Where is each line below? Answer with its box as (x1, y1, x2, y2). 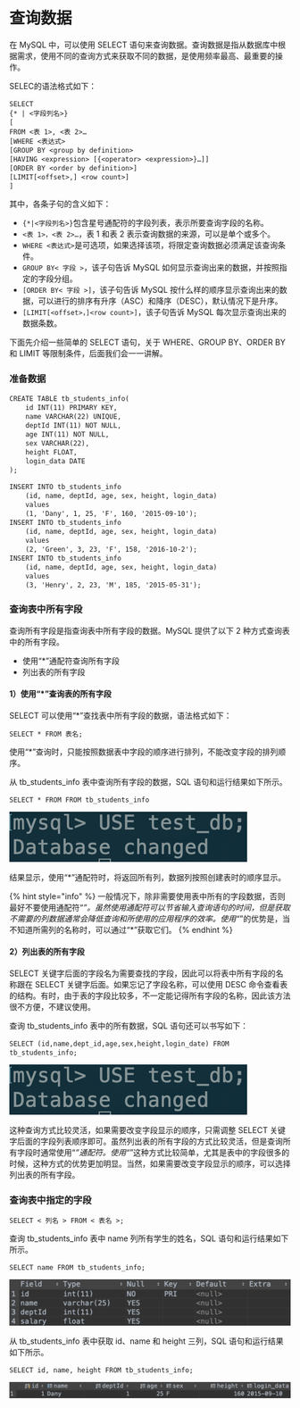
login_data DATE (25, 457, 87, 466)
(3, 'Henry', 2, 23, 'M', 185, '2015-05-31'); (25, 581, 202, 590)
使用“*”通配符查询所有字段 (21, 655, 121, 666)
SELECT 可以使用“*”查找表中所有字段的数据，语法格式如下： (9, 710, 232, 721)
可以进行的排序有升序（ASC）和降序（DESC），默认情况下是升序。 (37, 296, 283, 306)
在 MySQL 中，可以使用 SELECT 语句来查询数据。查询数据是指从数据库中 (9, 39, 279, 50)
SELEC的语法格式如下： (9, 80, 96, 91)
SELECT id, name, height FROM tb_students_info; (9, 1365, 194, 1375)
